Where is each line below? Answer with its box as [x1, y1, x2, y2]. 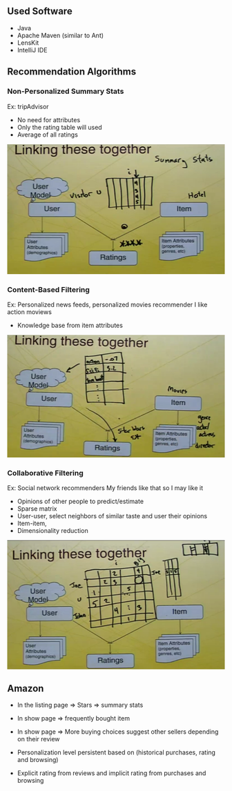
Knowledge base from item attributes [17, 321, 123, 330]
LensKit [17, 38, 39, 47]
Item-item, [17, 519, 47, 527]
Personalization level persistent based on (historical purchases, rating [17, 748, 216, 756]
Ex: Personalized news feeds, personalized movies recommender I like [7, 300, 208, 309]
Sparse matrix [17, 505, 57, 513]
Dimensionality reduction [17, 527, 88, 535]
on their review [17, 735, 60, 743]
